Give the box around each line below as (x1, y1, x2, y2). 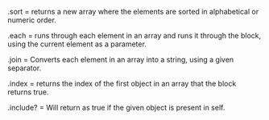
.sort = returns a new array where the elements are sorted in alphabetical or (7, 7, 259, 16)
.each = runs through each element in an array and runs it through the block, (7, 31, 262, 40)
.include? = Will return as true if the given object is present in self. (7, 103, 226, 112)
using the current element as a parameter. (7, 39, 147, 49)
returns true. (7, 87, 49, 97)
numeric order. (7, 15, 57, 25)
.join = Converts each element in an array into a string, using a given (7, 55, 234, 64)
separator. (7, 63, 42, 73)
